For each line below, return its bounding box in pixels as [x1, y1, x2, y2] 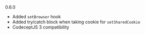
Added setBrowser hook [12, 14, 61, 19]
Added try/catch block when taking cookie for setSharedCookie [12, 19, 141, 25]
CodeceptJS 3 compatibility [12, 24, 69, 30]
